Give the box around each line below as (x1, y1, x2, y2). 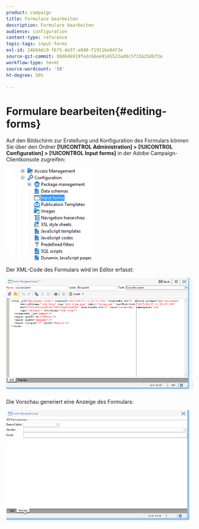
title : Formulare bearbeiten (6, 15, 78, 22)
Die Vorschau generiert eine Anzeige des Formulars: (6, 398, 134, 405)
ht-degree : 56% (6, 72, 44, 78)
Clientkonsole (6, 156, 40, 163)
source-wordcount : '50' (6, 66, 65, 72)
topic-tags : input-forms (6, 41, 68, 47)
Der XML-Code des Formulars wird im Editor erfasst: (6, 266, 134, 273)
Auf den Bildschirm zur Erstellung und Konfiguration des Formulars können (6, 137, 189, 144)
